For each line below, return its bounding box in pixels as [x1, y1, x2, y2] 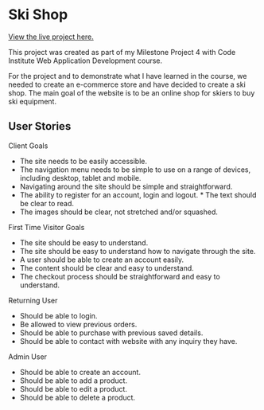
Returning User [8, 295, 58, 305]
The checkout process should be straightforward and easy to [19, 271, 220, 281]
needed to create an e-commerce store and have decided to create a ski [8, 80, 247, 89]
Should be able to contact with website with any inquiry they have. [19, 336, 238, 346]
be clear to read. [19, 198, 74, 208]
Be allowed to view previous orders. [19, 319, 138, 329]
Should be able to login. [19, 310, 98, 320]
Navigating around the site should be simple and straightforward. [19, 182, 233, 191]
